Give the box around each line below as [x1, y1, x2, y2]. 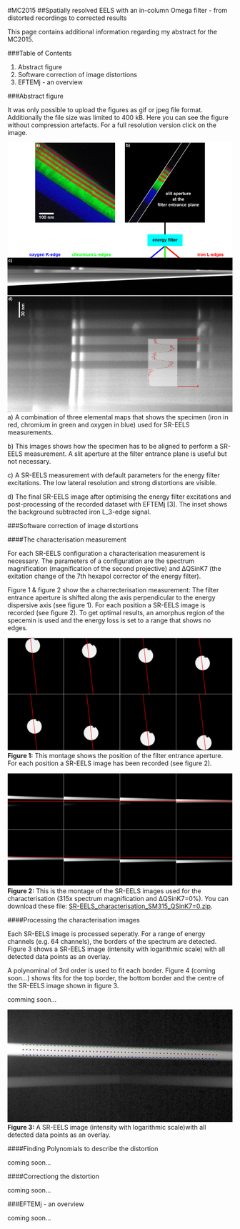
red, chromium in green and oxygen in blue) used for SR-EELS [7, 420, 191, 429]
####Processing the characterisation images [7, 915, 141, 924]
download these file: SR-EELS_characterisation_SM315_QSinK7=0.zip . [7, 902, 213, 910]
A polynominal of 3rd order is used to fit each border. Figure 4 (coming [7, 966, 216, 975]
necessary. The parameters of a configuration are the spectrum [7, 557, 195, 565]
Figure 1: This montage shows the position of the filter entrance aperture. [7, 751, 224, 760]
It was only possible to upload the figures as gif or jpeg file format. [7, 106, 204, 114]
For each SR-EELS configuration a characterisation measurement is [7, 549, 206, 557]
